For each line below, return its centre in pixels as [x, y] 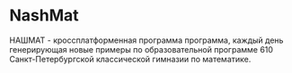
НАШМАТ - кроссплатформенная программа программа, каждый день [146, 40]
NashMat [44, 16]
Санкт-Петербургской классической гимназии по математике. [130, 59]
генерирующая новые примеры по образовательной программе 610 [142, 49]
